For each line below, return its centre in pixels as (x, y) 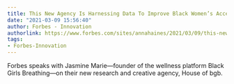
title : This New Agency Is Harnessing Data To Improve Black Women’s (110, 14)
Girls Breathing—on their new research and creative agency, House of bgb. (115, 73)
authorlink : (24, 33)
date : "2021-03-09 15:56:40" (49, 20)
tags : (15, 40)
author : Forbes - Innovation (49, 26)
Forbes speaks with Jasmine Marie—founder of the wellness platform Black (116, 66)
